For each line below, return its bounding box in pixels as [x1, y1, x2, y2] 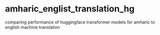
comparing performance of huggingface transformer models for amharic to [5, 19, 155, 25]
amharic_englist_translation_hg [5, 3, 135, 14]
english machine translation [5, 24, 60, 30]
